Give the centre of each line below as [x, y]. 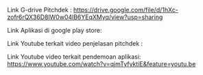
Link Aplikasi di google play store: [55, 30]
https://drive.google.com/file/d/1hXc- [126, 10]
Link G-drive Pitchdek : [39, 10]
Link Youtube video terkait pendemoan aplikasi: [74, 57]
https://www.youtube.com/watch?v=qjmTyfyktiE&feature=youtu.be [101, 64]
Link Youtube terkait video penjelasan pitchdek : [75, 43]
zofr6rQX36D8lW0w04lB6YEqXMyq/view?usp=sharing [85, 17]
